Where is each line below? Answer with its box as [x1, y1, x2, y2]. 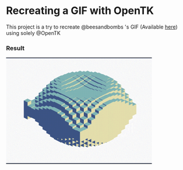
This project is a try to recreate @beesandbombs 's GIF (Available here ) [6, 23, 178, 30]
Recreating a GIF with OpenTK [6, 4, 154, 17]
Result [6, 44, 25, 52]
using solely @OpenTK [6, 29, 61, 36]
